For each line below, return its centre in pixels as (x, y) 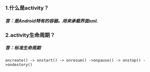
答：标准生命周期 (23, 48)
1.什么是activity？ (27, 7)
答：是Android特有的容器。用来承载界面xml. (52, 20)
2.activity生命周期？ (30, 35)
